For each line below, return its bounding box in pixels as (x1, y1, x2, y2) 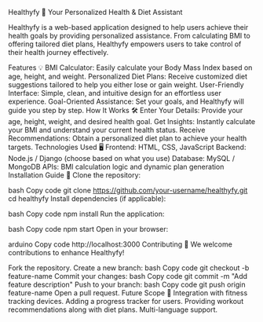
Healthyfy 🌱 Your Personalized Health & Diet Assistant (8, 8, 183, 16)
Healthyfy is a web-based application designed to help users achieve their (8, 23, 249, 31)
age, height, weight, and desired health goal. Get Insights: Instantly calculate (8, 117, 256, 126)
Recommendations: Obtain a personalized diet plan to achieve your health (8, 134, 247, 143)
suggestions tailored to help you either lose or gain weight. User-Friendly (8, 80, 245, 90)
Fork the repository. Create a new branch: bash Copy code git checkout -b (8, 263, 250, 273)
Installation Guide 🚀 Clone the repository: (8, 170, 141, 180)
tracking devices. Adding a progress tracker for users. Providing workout (8, 297, 244, 306)
